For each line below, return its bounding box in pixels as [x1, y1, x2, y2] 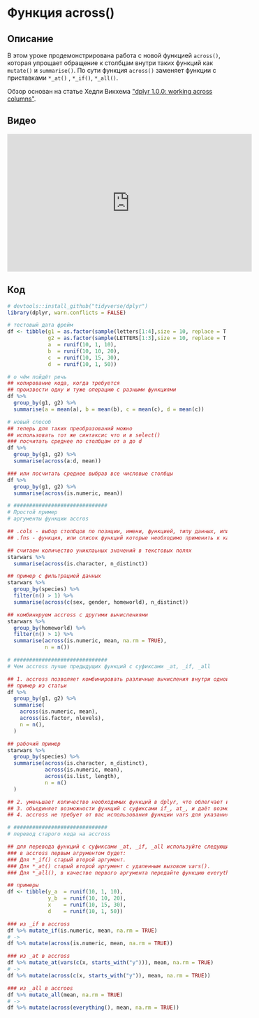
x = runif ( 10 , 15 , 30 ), [47, 901, 127, 908]
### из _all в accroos [7, 984, 73, 991]
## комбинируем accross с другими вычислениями [7, 611, 149, 618]
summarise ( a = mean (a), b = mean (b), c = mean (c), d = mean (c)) [13, 406, 205, 413]
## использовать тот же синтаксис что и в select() [7, 432, 161, 439]
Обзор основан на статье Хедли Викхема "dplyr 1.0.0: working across [7, 87, 213, 95]
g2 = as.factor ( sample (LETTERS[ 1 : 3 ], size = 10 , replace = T [47, 334, 227, 342]
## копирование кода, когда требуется [7, 380, 120, 387]
